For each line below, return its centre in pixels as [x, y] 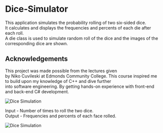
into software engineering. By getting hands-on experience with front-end [80, 86]
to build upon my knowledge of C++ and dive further [58, 81]
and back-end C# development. [37, 91]
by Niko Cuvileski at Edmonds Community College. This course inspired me [81, 76]
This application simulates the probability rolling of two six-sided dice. [76, 23]
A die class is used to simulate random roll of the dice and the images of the [81, 38]
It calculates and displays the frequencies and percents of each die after [78, 27]
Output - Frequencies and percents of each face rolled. [61, 116]
